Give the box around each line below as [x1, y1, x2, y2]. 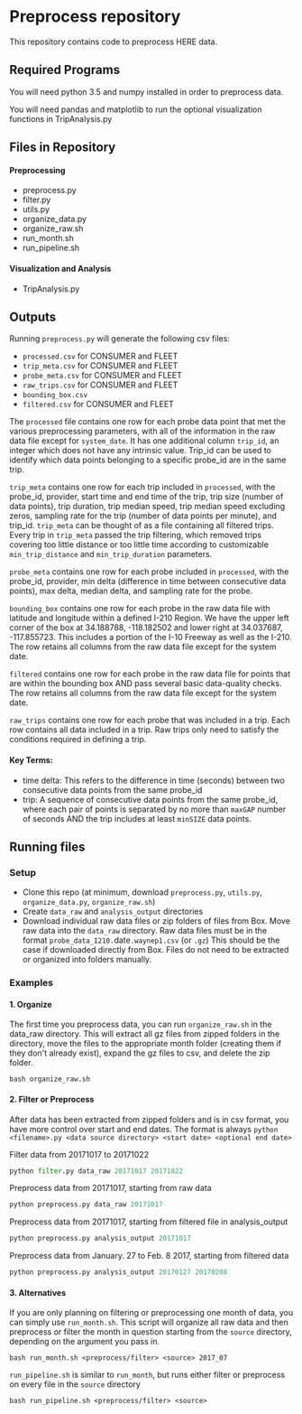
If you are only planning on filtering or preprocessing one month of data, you [9, 1307, 294, 1318]
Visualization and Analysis [9, 263, 112, 274]
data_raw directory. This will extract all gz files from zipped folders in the [9, 1028, 280, 1039]
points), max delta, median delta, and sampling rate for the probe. [9, 585, 253, 597]
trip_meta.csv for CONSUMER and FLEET [22, 360, 178, 371]
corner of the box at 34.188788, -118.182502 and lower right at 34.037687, [9, 622, 283, 633]
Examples [9, 977, 54, 990]
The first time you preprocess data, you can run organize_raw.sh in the [9, 1019, 272, 1030]
